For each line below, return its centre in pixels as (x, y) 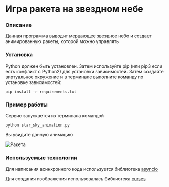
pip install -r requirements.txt (41, 92)
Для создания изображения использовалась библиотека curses (76, 179)
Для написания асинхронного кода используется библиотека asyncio (82, 169)
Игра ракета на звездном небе (74, 9)
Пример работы (26, 105)
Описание (19, 25)
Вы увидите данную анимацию (39, 135)
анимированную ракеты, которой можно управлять (62, 41)
